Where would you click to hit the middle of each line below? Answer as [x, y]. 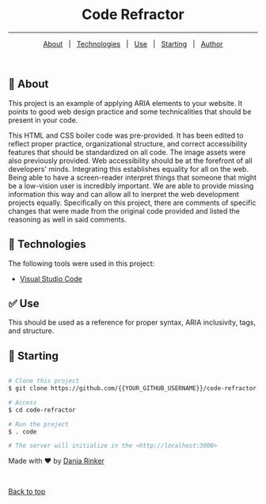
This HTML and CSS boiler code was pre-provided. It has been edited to [126, 135]
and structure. [31, 331]
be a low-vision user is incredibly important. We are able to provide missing [131, 186]
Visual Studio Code [51, 279]
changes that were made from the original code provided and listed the [124, 210]
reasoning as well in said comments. [67, 219]
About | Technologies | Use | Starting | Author [133, 44]
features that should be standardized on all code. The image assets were [127, 152]
